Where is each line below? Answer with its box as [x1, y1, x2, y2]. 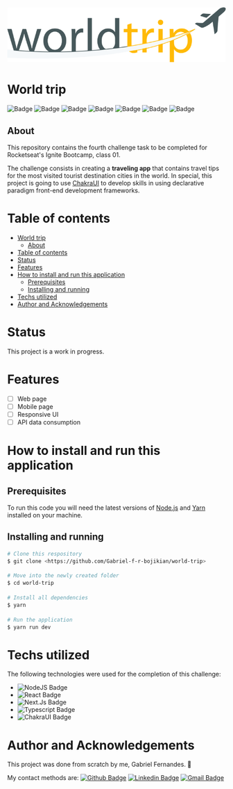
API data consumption [17, 417, 81, 426]
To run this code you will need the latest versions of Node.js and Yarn [7, 504, 206, 512]
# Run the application [7, 616, 73, 623]
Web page [17, 394, 47, 403]
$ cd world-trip [7, 580, 54, 587]
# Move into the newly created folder [7, 572, 119, 579]
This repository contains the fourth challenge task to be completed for [7, 143, 208, 151]
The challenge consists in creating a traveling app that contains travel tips [7, 164, 220, 172]
